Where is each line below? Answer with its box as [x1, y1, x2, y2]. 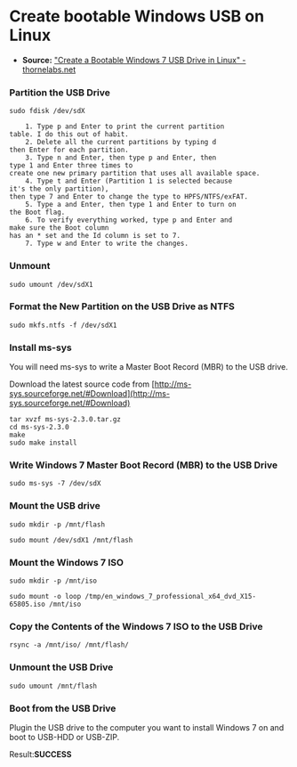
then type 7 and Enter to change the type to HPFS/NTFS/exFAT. [9, 192, 249, 201]
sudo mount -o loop [9, 592, 82, 601]
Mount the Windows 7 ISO [9, 556, 124, 568]
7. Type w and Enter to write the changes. [25, 239, 189, 249]
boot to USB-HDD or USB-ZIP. [9, 731, 120, 742]
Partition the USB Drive [9, 86, 111, 99]
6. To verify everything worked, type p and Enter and [25, 216, 233, 224]
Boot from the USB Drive [9, 702, 116, 714]
